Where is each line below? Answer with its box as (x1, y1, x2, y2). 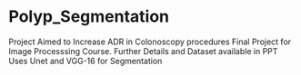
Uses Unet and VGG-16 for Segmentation (8, 55, 163, 66)
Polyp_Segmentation (8, 6, 170, 27)
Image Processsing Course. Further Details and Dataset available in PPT (8, 45, 278, 56)
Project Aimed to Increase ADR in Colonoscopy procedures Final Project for (8, 36, 292, 47)
